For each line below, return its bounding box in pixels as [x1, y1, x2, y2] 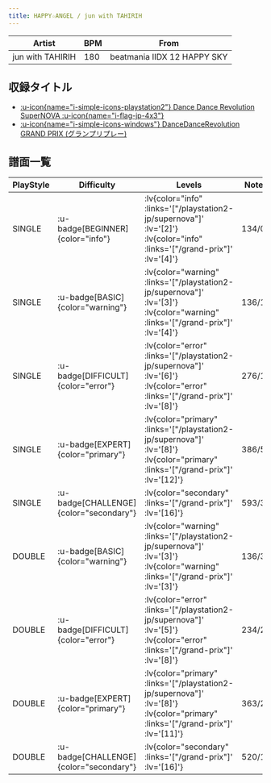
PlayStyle [12, 179, 50, 190]
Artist [32, 37, 56, 48]
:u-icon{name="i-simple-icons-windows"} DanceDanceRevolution [19, 119, 240, 129]
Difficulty [78, 179, 115, 190]
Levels [176, 179, 202, 190]
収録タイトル [8, 81, 73, 94]
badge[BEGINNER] [57, 223, 129, 235]
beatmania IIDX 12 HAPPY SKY [110, 51, 228, 62]
